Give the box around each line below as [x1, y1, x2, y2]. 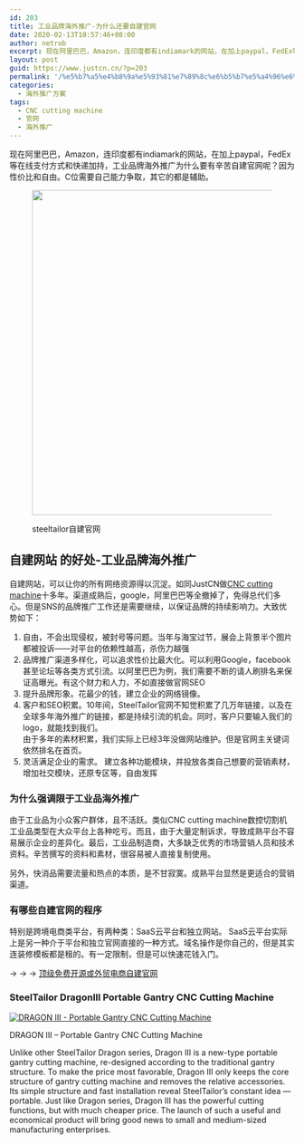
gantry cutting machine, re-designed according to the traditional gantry [9, 1056, 276, 1067]
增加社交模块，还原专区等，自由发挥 [22, 767, 158, 778]
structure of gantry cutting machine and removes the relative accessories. [9, 1075, 286, 1087]
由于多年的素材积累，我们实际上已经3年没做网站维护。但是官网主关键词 [22, 733, 290, 744]
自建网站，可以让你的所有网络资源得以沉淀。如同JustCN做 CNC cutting [9, 578, 273, 589]
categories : [9, 81, 54, 90]
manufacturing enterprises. [9, 1124, 111, 1135]
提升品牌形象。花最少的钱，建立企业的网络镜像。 [22, 687, 205, 698]
